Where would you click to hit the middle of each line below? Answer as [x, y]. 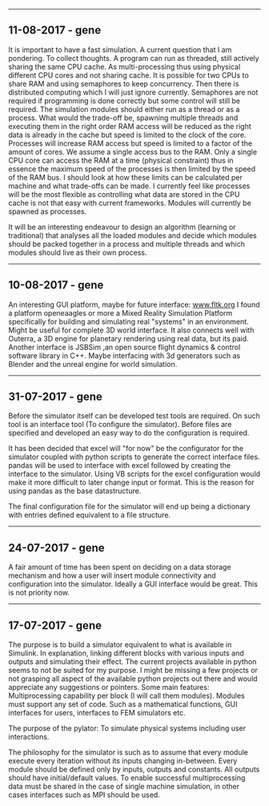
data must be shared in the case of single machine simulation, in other [124, 787]
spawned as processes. [48, 211]
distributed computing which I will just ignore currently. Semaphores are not [133, 92]
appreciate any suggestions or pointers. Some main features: [109, 687]
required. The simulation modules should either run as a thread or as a [124, 109]
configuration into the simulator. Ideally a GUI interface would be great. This [133, 584]
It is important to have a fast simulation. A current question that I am [120, 50]
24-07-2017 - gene [57, 548]
